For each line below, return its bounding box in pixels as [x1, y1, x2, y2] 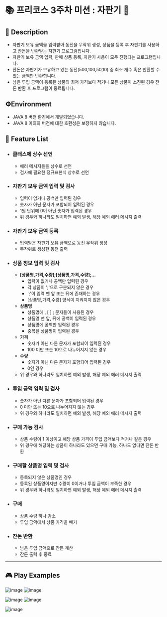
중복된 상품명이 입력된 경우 [27, 328, 80, 334]
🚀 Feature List [5, 135, 49, 144]
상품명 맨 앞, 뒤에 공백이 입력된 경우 [27, 315, 96, 321]
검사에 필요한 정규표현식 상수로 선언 [19, 169, 89, 175]
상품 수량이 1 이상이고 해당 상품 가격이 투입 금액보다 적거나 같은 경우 [19, 436, 152, 442]
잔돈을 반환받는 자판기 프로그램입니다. [17, 48, 91, 54]
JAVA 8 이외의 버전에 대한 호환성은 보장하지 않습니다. [12, 120, 116, 126]
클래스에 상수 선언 [12, 151, 53, 157]
